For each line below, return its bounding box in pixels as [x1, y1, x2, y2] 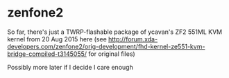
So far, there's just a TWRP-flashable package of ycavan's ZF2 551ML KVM [7, 28, 223, 36]
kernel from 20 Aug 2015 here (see [7, 35, 108, 43]
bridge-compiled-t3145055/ [7, 50, 87, 58]
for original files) [88, 50, 135, 58]
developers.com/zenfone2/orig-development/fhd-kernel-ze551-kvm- [7, 42, 205, 50]
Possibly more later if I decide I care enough [7, 63, 133, 71]
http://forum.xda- [108, 35, 158, 43]
